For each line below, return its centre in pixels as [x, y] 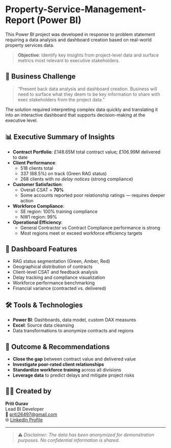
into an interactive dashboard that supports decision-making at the [75, 115]
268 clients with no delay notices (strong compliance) [77, 179]
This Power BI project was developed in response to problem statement [80, 34]
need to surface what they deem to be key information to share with [89, 94]
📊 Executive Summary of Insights [60, 137]
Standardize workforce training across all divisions [67, 370]
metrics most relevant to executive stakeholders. [69, 60]
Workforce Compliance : [38, 206]
